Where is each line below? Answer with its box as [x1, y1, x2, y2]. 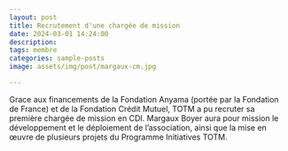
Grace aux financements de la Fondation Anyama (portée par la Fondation [9, 94, 279, 104]
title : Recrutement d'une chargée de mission [9, 21, 180, 30]
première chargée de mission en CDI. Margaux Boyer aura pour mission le [9, 112, 279, 124]
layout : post [9, 12, 58, 22]
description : [9, 37, 58, 47]
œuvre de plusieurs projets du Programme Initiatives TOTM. [9, 132, 228, 142]
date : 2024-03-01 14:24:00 [9, 29, 109, 38]
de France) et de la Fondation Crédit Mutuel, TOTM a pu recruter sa [9, 103, 255, 114]
